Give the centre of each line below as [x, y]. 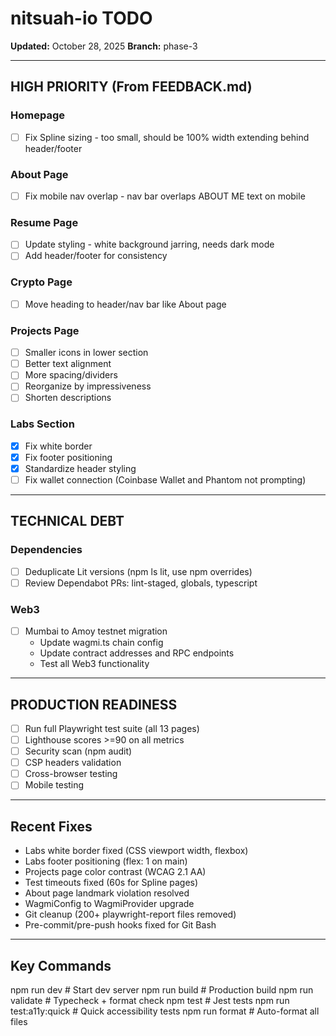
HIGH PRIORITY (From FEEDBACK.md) [131, 87]
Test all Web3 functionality [94, 664]
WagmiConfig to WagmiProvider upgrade [109, 904]
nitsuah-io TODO [81, 18]
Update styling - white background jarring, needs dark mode [149, 244]
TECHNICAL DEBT [67, 521]
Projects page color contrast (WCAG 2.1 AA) [115, 872]
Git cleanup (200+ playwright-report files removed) [130, 914]
